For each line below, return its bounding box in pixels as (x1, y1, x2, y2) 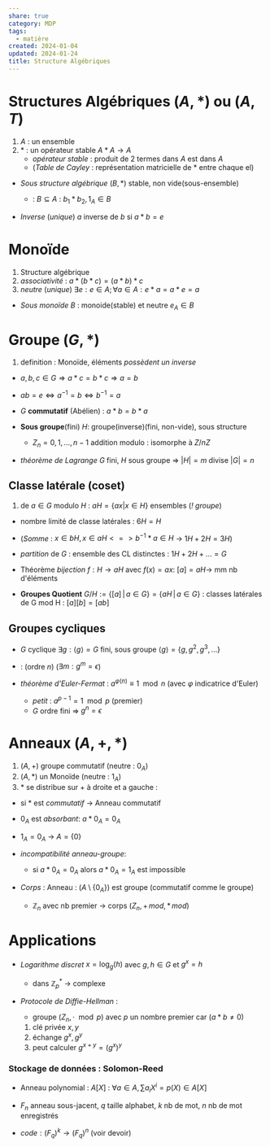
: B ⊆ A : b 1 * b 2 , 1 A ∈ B (32, 194, 111, 206)
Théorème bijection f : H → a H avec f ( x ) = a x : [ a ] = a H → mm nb (20, 565, 238, 574)
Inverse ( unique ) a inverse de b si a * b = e (20, 212, 164, 221)
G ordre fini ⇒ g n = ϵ (32, 704, 102, 716)
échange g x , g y (32, 1031, 83, 1042)
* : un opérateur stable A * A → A (20, 145, 132, 155)
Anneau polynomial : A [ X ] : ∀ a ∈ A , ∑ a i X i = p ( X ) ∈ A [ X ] (20, 1081, 207, 1094)
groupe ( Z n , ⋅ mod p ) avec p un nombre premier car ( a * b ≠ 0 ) (32, 1012, 244, 1023)
